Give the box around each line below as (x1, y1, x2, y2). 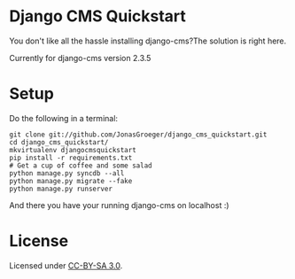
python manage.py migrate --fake (9, 176, 133, 185)
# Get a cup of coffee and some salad (9, 161, 152, 170)
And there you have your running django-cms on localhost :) (9, 199, 229, 210)
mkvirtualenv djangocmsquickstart (9, 145, 137, 154)
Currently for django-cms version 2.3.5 (9, 52, 151, 63)
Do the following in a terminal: (9, 112, 118, 123)
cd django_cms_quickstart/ (9, 137, 109, 147)
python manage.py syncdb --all (9, 168, 125, 178)
